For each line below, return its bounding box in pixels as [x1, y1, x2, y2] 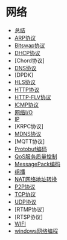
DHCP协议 [14, 49, 40, 56]
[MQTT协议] [14, 137, 45, 145]
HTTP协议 [14, 86, 40, 93]
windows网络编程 [14, 227, 59, 235]
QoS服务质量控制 [14, 152, 57, 160]
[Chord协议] [14, 57, 45, 64]
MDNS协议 [14, 130, 42, 137]
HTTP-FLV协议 [14, 93, 51, 100]
